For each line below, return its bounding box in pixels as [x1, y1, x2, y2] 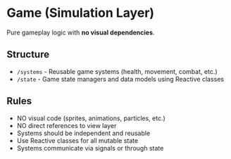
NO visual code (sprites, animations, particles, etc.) [16, 114, 166, 122]
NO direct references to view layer [16, 121, 117, 129]
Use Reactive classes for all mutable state [16, 136, 139, 145]
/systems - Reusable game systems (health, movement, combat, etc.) [16, 67, 218, 75]
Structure [6, 49, 50, 61]
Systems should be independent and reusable [16, 129, 151, 137]
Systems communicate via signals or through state [16, 144, 164, 152]
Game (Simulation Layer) [6, 5, 155, 21]
